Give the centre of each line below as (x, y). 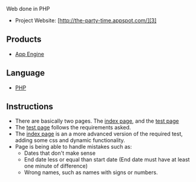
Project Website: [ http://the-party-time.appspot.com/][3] (86, 20)
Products (24, 40)
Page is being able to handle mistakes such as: (73, 147)
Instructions (30, 107)
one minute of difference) (56, 166)
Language (26, 73)
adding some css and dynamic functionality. (70, 140)
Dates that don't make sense (60, 153)
